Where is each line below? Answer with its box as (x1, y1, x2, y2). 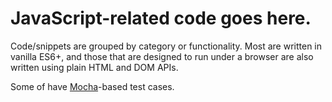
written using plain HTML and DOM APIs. (10, 61, 179, 73)
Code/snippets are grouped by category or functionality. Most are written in (10, 40, 322, 52)
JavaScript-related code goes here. (10, 7, 312, 30)
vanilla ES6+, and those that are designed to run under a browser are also (10, 50, 314, 62)
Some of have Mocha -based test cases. (10, 80, 175, 92)
